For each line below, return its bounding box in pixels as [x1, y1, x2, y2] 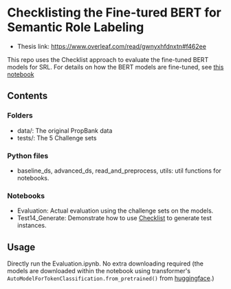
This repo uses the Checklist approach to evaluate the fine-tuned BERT [7, 55, 209, 63]
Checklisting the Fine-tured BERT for [7, 5, 222, 21]
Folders [7, 111, 33, 120]
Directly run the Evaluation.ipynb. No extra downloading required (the [7, 259, 204, 268]
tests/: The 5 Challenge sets [16, 133, 97, 142]
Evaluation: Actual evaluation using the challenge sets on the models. [16, 206, 214, 215]
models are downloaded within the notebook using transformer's [7, 267, 191, 275]
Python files [7, 151, 49, 160]
